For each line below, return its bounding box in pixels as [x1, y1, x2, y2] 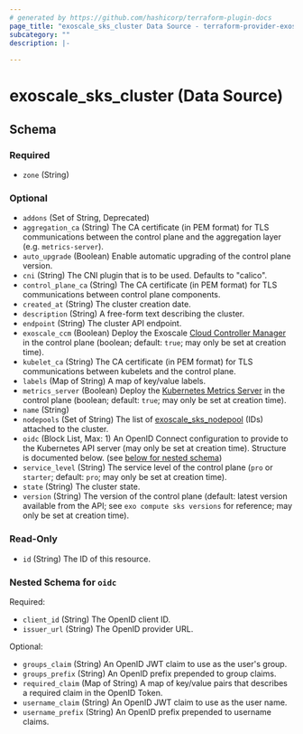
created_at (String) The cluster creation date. [22, 299, 191, 310]
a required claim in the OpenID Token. [22, 687, 163, 698]
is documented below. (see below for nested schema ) [22, 453, 223, 464]
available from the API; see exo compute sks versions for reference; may [22, 501, 293, 512]
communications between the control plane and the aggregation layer [22, 231, 281, 242]
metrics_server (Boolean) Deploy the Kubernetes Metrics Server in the [22, 385, 286, 396]
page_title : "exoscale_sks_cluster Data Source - [9, 22, 200, 31]
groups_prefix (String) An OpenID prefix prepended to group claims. [22, 668, 277, 679]
